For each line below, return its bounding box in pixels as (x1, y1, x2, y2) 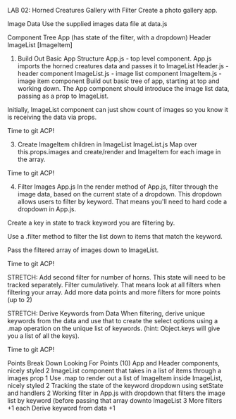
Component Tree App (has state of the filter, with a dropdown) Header (7, 33, 211, 42)
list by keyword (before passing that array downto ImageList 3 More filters (7, 396, 223, 404)
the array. (17, 155, 46, 163)
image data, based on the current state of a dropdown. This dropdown (17, 190, 222, 198)
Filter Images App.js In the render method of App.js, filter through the (17, 182, 218, 191)
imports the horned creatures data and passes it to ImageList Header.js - (17, 62, 229, 70)
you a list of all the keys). (7, 332, 80, 340)
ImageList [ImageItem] (7, 41, 73, 49)
